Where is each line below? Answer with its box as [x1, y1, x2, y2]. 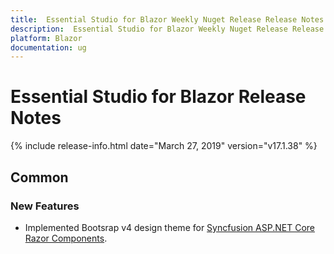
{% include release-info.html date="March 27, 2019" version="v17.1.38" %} [10, 140, 318, 152]
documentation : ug [10, 42, 87, 53]
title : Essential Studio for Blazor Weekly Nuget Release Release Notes [10, 14, 325, 25]
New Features [10, 199, 80, 213]
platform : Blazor [10, 33, 83, 43]
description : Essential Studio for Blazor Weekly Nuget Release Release [10, 24, 325, 34]
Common [10, 169, 69, 186]
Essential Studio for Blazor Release [10, 86, 307, 108]
